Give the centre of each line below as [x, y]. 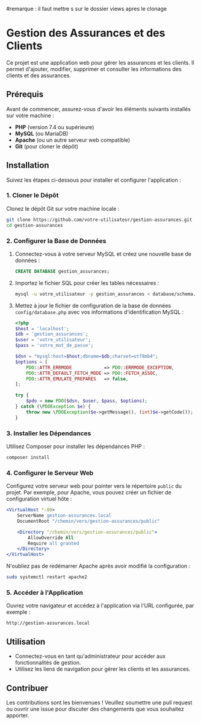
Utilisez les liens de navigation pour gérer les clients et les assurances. [103, 669]
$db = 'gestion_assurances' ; [51, 334]
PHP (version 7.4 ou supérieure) [54, 127]
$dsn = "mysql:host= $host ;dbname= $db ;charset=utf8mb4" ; [86, 356]
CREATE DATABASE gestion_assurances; [62, 271]
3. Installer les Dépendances [49, 433]
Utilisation [26, 641]
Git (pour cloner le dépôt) [47, 146]
